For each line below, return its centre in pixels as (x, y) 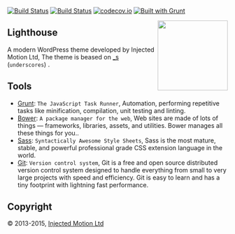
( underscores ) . (29, 64)
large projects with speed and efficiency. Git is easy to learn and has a (119, 177)
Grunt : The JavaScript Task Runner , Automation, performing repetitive (119, 103)
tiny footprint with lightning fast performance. (83, 184)
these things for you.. (48, 133)
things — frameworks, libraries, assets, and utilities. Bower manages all (120, 125)
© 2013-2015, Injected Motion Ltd (56, 224)
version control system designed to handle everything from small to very (122, 170)
